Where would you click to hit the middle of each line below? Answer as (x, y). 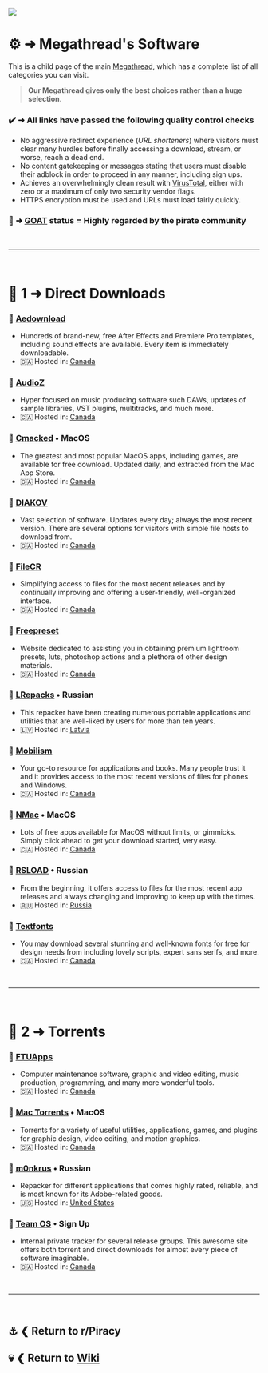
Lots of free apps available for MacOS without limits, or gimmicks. (128, 832)
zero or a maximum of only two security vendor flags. (108, 191)
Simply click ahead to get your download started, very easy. (118, 841)
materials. (36, 665)
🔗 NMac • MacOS (42, 815)
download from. (46, 537)
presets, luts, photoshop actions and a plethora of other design (123, 657)
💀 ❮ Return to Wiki (54, 1358)
